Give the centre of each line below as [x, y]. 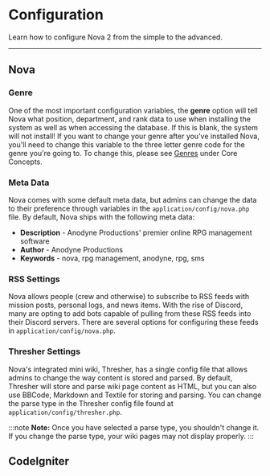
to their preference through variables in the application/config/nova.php [129, 208]
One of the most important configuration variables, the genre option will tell [133, 110]
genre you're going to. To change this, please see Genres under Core [123, 153]
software [35, 241]
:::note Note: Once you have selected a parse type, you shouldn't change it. [134, 427]
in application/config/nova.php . [62, 330]
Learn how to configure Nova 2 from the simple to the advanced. [116, 37]
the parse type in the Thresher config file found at [91, 403]
